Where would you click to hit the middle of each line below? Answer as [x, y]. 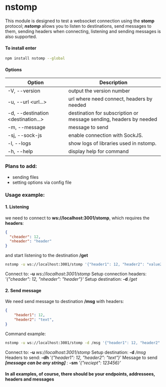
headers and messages [30, 379]
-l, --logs [19, 143]
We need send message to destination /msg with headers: [65, 301]
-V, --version [24, 91]
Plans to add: [21, 166]
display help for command [99, 151]
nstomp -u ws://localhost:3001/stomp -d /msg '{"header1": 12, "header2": [84, 343]
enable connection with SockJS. [106, 135]
